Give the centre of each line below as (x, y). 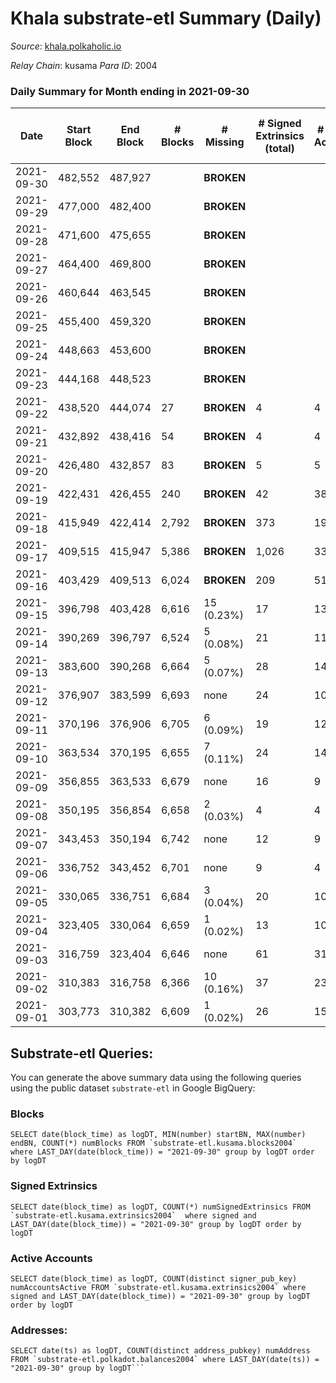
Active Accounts (51, 1258)
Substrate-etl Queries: (82, 1053)
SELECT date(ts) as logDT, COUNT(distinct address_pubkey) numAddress (160, 1351)
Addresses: (39, 1330)
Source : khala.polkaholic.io (66, 46)
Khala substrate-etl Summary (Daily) (166, 18)
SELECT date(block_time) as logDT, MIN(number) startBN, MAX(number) (158, 1135)
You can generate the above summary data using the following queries (156, 1078)
